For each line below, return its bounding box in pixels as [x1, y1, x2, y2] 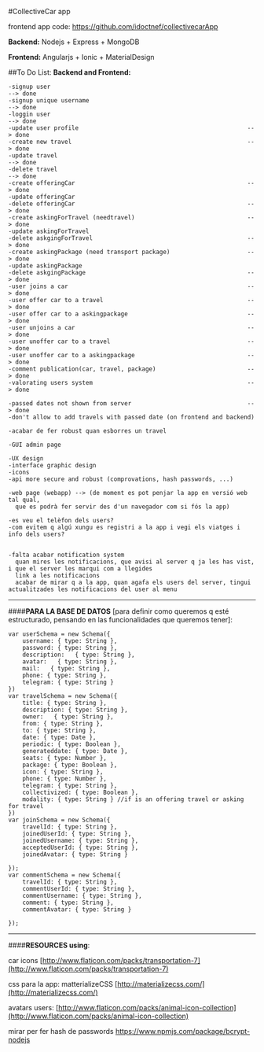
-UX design [8, 455, 44, 463]
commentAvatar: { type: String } [22, 906, 132, 914]
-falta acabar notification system [8, 551, 125, 559]
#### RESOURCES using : [8, 940, 90, 950]
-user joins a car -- [8, 282, 255, 290]
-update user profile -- [8, 124, 255, 132]
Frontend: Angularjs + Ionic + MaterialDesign [8, 53, 155, 61]
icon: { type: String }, [22, 768, 104, 776]
